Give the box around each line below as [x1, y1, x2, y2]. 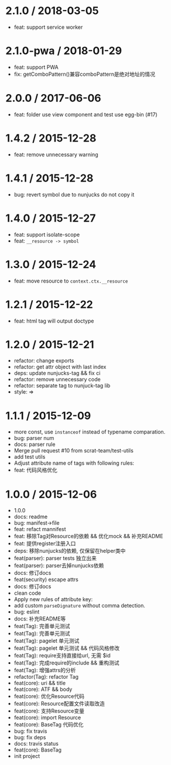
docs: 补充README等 [13, 615, 66, 622]
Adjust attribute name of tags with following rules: [13, 459, 135, 467]
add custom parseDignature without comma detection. [13, 602, 146, 609]
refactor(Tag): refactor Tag [13, 673, 79, 680]
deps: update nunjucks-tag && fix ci [13, 370, 101, 377]
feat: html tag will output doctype [13, 317, 94, 324]
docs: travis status [13, 740, 59, 747]
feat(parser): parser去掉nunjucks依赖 [13, 562, 104, 569]
